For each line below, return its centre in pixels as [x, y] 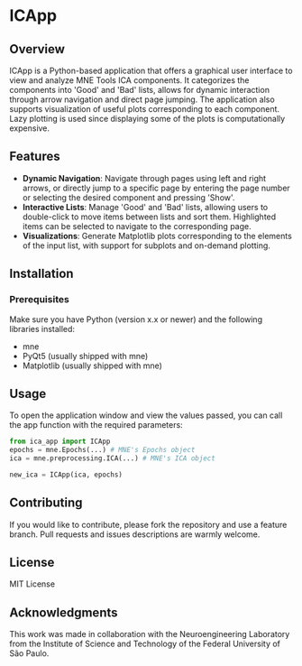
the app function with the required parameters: [96, 425]
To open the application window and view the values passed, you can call [146, 415]
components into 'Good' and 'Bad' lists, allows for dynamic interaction [140, 90]
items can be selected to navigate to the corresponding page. [137, 226]
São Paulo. [29, 653]
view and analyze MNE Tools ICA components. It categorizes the [129, 80]
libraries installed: [42, 328]
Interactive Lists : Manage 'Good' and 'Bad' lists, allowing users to [145, 207]
